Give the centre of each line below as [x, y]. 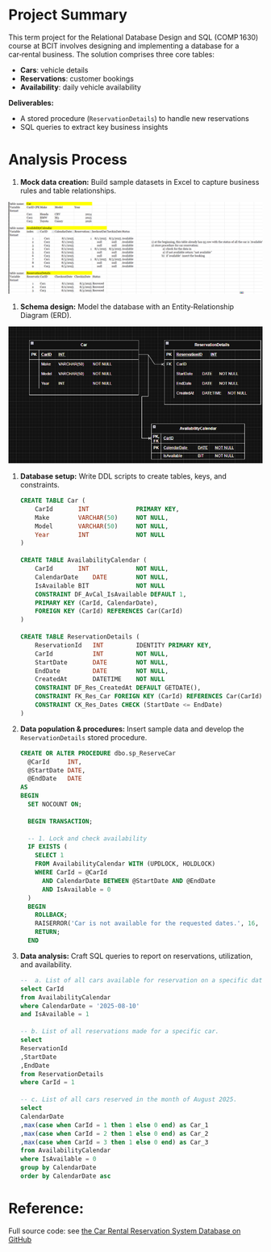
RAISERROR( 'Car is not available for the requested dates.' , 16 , [147, 923]
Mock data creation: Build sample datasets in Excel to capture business [140, 182]
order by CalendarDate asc [65, 1176]
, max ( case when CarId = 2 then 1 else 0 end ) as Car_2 [114, 1133]
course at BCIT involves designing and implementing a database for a [124, 45]
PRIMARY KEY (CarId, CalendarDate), [96, 603]
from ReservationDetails [62, 1074]
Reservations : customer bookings [77, 78]
